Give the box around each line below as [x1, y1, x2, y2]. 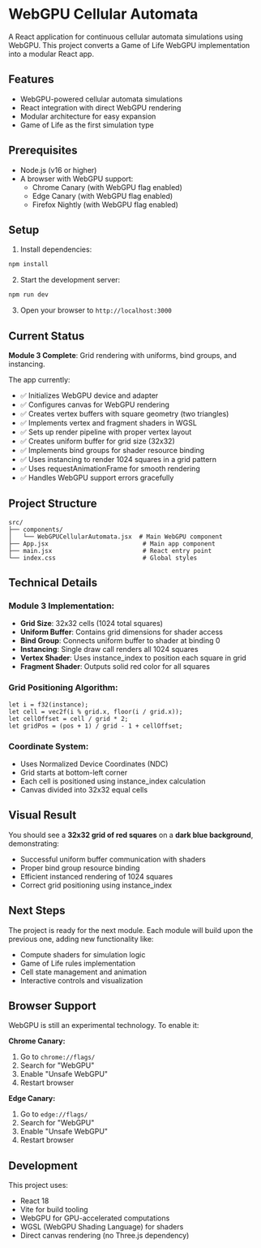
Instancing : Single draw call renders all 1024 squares [19, 645, 199, 654]
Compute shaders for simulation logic [19, 949, 146, 959]
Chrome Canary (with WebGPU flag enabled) [32, 182, 182, 192]
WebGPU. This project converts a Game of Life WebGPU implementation [8, 40, 250, 50]
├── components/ [8, 525, 63, 533]
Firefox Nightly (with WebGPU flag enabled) [32, 200, 178, 209]
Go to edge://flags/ [19, 1109, 88, 1119]
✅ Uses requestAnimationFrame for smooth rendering [19, 464, 200, 473]
